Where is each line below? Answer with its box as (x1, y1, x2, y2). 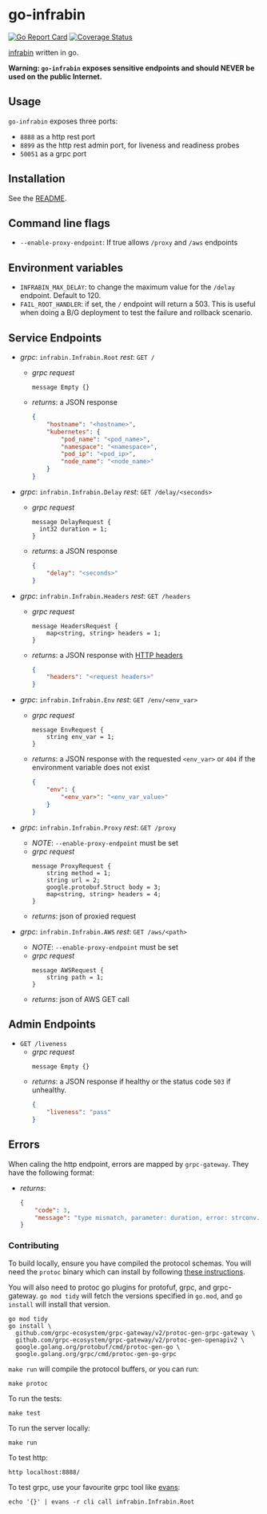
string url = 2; (46, 876, 101, 884)
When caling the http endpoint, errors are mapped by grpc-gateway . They (8, 1159, 249, 1169)
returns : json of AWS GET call (31, 994, 130, 1003)
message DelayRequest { (31, 518, 112, 526)
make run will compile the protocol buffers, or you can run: (8, 1364, 200, 1374)
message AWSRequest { (31, 966, 104, 975)
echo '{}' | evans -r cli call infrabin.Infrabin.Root (8, 1497, 195, 1506)
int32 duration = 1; (38, 525, 108, 533)
